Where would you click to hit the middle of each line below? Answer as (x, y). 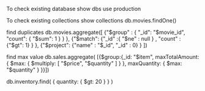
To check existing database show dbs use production (74, 9)
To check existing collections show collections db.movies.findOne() (91, 20)
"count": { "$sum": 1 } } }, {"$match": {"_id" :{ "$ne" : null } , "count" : (94, 39)
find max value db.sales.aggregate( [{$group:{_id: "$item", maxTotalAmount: (103, 57)
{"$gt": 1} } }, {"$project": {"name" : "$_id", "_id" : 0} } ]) (77, 45)
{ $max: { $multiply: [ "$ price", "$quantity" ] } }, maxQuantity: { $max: (94, 63)
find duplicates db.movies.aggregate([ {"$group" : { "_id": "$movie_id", (96, 32)
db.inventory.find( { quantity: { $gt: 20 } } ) (60, 82)
